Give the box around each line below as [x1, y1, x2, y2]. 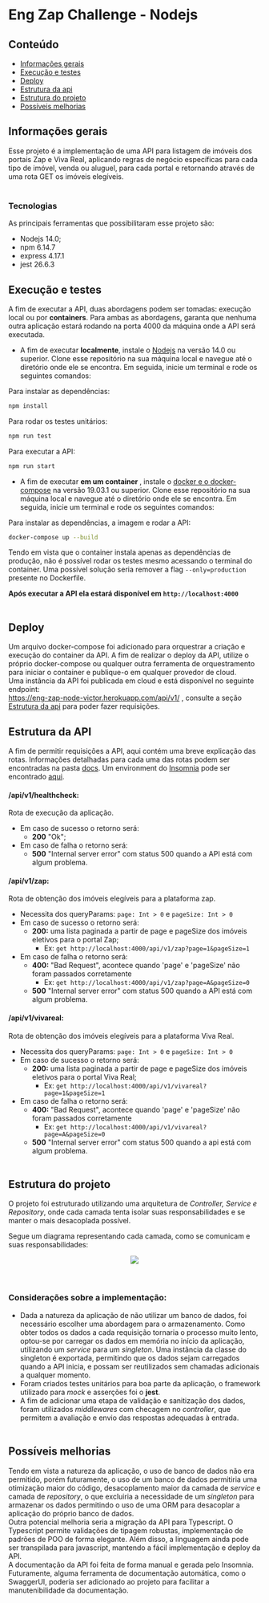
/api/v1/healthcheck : [8, 790, 80, 799]
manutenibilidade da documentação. [8, 1585, 130, 1595]
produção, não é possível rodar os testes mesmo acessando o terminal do [8, 556, 253, 566]
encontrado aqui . [8, 772, 65, 782]
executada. [8, 329, 46, 339]
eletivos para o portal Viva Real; [31, 1072, 138, 1081]
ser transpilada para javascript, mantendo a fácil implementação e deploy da [8, 1543, 261, 1552]
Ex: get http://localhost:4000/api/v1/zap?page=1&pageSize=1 [43, 943, 250, 953]
